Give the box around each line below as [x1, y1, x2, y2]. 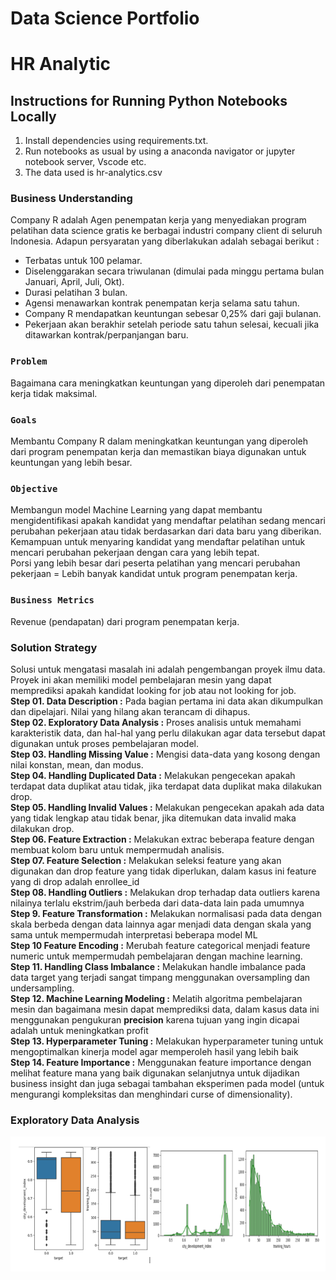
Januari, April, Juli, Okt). [24, 276, 125, 288]
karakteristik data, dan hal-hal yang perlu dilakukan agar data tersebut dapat [10, 727, 326, 739]
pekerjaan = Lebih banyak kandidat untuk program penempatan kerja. [10, 568, 298, 580]
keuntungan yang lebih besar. [10, 457, 133, 469]
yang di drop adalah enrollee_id [10, 875, 140, 887]
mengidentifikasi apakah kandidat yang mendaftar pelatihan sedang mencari [10, 515, 326, 527]
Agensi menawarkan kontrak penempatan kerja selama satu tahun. [24, 297, 300, 309]
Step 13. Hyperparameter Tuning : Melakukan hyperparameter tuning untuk [10, 1035, 324, 1047]
